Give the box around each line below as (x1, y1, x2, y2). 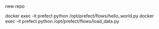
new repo (5, 3, 25, 9)
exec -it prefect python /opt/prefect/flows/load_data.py (5, 18, 119, 24)
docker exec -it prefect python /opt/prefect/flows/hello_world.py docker (5, 13, 154, 18)
